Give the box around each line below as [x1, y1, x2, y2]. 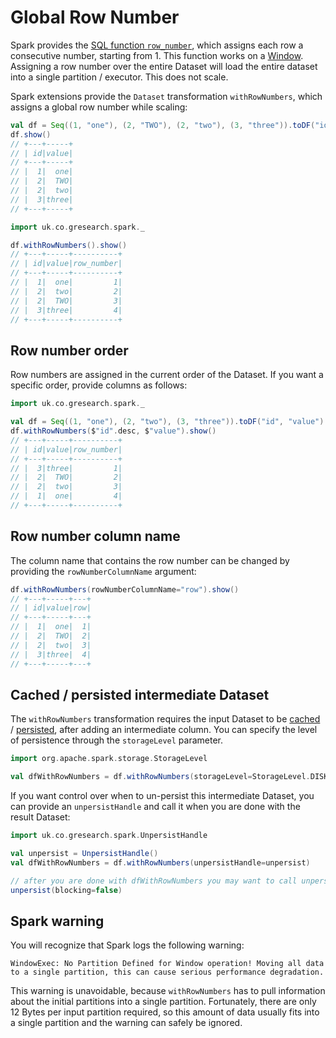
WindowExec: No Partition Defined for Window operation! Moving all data [10, 959, 325, 969]
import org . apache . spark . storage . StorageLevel [10, 754, 208, 764]
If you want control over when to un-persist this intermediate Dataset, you [10, 790, 315, 802]
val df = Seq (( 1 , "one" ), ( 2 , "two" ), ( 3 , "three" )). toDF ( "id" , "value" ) [10, 417, 325, 427]
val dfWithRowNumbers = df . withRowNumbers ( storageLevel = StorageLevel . [10, 772, 311, 782]
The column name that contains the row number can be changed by [10, 554, 290, 566]
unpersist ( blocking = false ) [10, 885, 123, 895]
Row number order [10, 342, 129, 359]
